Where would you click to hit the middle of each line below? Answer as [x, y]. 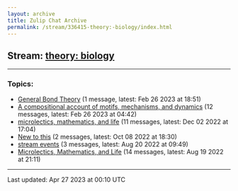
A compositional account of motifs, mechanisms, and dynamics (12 [115, 107]
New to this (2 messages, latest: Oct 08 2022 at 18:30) [97, 137]
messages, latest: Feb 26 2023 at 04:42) [77, 115]
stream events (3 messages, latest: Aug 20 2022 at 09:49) [103, 144]
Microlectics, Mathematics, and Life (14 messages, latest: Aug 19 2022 [120, 152]
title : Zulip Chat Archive [47, 21]
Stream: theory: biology [61, 56]
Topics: [21, 84]
